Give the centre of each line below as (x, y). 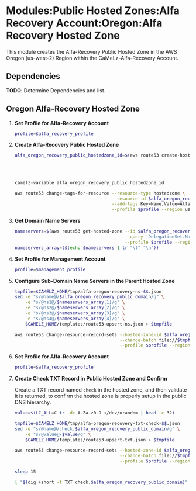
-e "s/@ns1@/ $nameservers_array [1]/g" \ (75, 302)
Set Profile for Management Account (60, 259)
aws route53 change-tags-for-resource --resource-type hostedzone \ (100, 193)
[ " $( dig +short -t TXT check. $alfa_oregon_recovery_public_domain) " (101, 483)
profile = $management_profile (50, 269)
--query (134, 237)
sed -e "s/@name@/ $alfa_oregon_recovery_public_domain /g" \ (89, 297)
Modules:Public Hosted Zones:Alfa (93, 11)
